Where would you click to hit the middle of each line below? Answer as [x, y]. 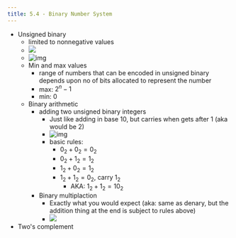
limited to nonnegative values [71, 42]
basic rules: [66, 142]
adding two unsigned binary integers [92, 112]
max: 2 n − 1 [55, 88]
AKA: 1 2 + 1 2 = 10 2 [97, 187]
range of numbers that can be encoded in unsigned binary [124, 72]
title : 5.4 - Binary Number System [60, 14]
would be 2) [67, 127]
